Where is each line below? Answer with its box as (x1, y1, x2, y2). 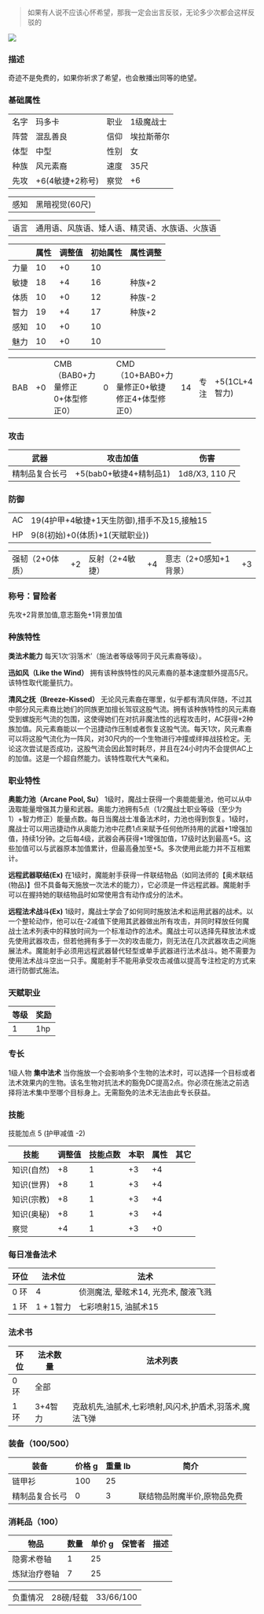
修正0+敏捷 (123, 381, 167, 392)
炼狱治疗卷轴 (12, 1568, 60, 1579)
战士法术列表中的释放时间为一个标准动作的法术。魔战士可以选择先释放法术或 (8, 927, 256, 936)
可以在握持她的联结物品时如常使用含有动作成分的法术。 (8, 890, 187, 900)
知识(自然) (12, 1164, 50, 1175)
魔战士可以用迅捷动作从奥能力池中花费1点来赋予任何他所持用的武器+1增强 (8, 824, 246, 834)
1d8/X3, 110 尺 (178, 468, 236, 479)
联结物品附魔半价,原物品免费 (138, 1490, 244, 1501)
